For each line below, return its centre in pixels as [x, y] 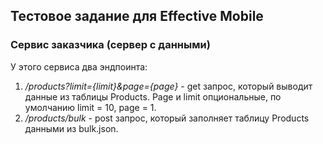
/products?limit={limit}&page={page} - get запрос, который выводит [168, 86]
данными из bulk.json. [71, 128]
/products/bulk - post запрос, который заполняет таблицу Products [167, 118]
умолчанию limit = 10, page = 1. [90, 107]
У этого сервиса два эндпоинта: [79, 66]
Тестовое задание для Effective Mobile [137, 16]
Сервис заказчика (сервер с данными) [110, 45]
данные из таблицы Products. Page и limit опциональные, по [153, 96]
